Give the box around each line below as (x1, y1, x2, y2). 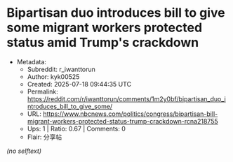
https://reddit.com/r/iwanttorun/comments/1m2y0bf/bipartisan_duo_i (27, 94, 226, 103)
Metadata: (16, 57, 47, 66)
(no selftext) (6, 147, 42, 155)
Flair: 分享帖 (27, 133, 62, 141)
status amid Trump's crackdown (6, 35, 199, 50)
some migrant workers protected (6, 20, 203, 36)
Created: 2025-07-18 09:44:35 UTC (27, 80, 131, 88)
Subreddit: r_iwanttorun (27, 65, 96, 73)
